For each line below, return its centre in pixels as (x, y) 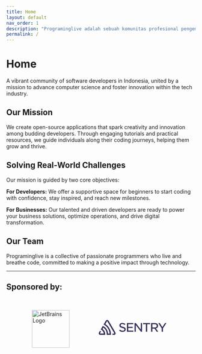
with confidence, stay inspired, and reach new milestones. (78, 198)
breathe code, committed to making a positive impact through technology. (98, 262)
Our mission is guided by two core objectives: (63, 180)
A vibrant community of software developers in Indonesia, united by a (93, 81)
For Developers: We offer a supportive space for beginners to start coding (99, 191)
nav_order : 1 (23, 23)
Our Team (25, 242)
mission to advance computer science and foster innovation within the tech (99, 87)
